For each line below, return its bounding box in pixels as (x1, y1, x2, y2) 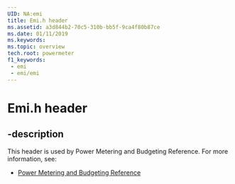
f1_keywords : (7, 57, 46, 64)
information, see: (7, 154, 57, 163)
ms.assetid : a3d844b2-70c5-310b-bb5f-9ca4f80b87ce (7, 23, 160, 30)
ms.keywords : (7, 37, 46, 44)
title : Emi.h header (7, 17, 69, 24)
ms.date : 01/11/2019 (7, 30, 69, 38)
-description (7, 128, 64, 140)
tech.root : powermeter (7, 50, 75, 57)
